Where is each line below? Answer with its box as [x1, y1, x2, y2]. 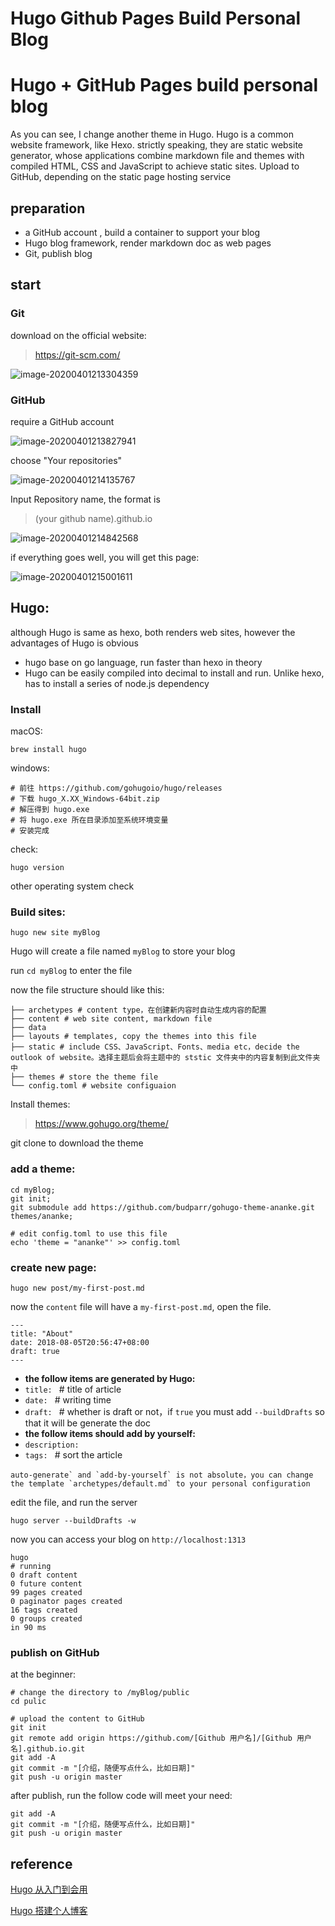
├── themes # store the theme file [10, 1072, 159, 1082]
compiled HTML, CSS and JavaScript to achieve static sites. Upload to [10, 160, 300, 172]
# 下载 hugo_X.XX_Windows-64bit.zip [10, 794, 160, 804]
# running [10, 1561, 52, 1571]
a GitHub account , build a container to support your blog [24, 226, 261, 238]
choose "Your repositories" [10, 454, 123, 466]
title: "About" [10, 1328, 74, 1339]
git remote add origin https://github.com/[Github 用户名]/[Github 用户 [10, 1733, 312, 1744]
